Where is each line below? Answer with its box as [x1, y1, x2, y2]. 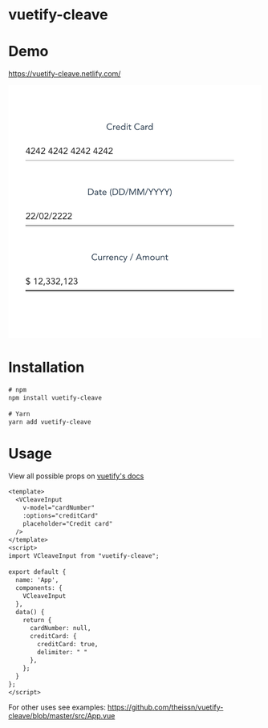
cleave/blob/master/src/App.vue [8, 711, 116, 720]
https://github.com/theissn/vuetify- [107, 702, 224, 712]
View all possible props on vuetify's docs [8, 471, 144, 481]
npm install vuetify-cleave [8, 394, 103, 402]
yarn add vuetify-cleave [8, 418, 91, 426]
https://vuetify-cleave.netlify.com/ [8, 69, 121, 79]
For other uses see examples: [8, 702, 106, 712]
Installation [8, 359, 85, 376]
